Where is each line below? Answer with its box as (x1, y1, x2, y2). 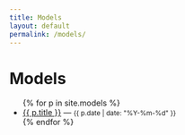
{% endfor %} (22, 117, 75, 128)
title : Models (9, 13, 63, 22)
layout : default (9, 21, 70, 30)
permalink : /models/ (9, 30, 87, 38)
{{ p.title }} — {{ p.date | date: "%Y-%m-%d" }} (22, 107, 177, 118)
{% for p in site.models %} (22, 97, 121, 108)
